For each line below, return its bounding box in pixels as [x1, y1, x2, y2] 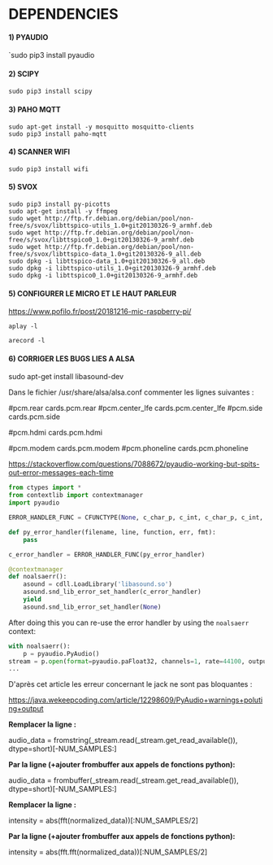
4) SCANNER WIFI [8, 147, 71, 157]
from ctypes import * [8, 483, 82, 492]
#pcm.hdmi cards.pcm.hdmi [8, 428, 103, 438]
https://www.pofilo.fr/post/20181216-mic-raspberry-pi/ [8, 307, 192, 317]
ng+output [8, 704, 44, 714]
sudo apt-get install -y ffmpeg [8, 208, 118, 216]
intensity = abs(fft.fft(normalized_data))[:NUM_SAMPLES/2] [8, 847, 208, 857]
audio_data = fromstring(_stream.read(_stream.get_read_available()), [8, 736, 238, 745]
